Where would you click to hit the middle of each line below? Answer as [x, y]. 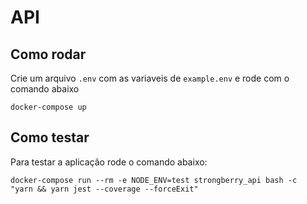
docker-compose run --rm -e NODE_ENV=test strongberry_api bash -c [154, 180]
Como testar [50, 137]
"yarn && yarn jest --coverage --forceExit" [104, 189]
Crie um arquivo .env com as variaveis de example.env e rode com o [150, 78]
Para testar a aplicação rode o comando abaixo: [109, 162]
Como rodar [48, 54]
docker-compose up [48, 107]
